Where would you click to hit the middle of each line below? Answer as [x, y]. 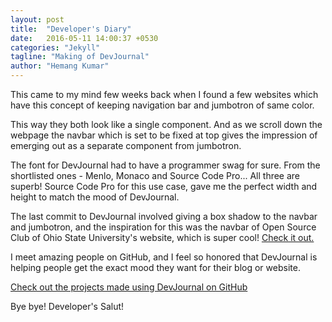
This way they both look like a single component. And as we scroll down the [166, 124]
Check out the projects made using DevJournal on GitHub [129, 287]
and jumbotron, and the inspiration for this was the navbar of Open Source [163, 227]
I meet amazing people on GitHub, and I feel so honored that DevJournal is [164, 257]
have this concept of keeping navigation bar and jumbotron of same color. [162, 105]
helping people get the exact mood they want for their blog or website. [155, 267]
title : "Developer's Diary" [71, 29]
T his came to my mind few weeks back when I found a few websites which [164, 94]
